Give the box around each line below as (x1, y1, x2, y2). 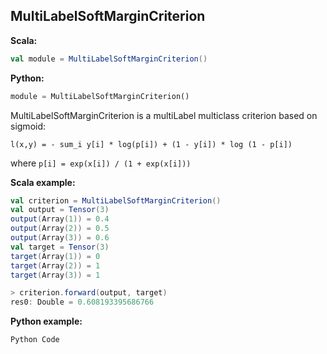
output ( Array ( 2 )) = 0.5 (10, 224, 110, 234)
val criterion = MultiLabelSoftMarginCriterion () (10, 195, 222, 206)
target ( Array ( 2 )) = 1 (10, 260, 101, 271)
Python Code (10, 335, 60, 345)
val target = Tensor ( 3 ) (10, 242, 110, 252)
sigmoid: (10, 120, 47, 132)
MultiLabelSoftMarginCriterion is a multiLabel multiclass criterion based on (10, 109, 318, 121)
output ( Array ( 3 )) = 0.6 (10, 233, 110, 243)
